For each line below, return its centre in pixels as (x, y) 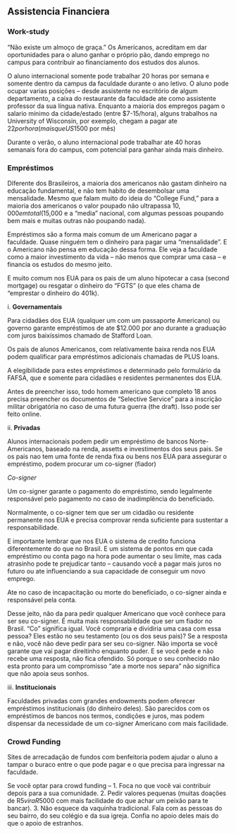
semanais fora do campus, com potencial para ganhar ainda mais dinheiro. (116, 149)
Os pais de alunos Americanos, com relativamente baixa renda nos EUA (111, 349)
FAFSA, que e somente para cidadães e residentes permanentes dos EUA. (115, 378)
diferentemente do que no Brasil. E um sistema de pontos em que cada (110, 548)
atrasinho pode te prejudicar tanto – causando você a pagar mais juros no (114, 564)
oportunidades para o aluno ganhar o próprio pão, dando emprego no (108, 54)
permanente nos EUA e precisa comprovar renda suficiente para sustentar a (118, 520)
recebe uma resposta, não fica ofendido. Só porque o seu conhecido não (113, 658)
